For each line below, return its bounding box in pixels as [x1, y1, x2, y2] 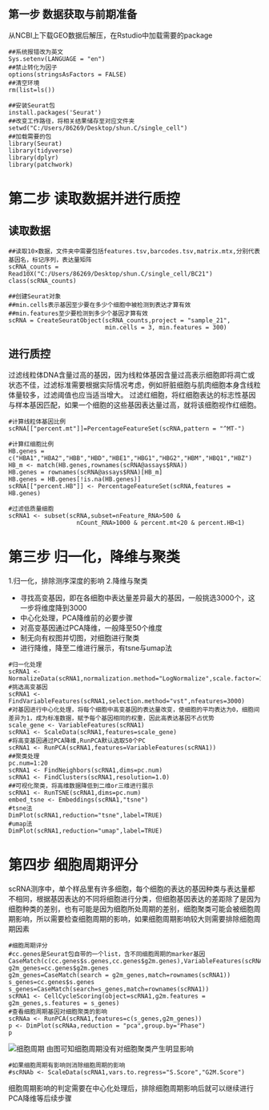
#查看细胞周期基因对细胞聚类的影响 [8, 1007, 108, 1015]
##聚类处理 [8, 752, 40, 760]
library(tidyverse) [8, 147, 74, 155]
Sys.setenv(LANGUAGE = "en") [8, 54, 106, 63]
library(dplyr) [8, 153, 59, 162]
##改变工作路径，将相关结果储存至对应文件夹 [8, 117, 135, 125]
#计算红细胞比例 [8, 440, 54, 448]
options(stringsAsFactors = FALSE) [8, 71, 127, 79]
